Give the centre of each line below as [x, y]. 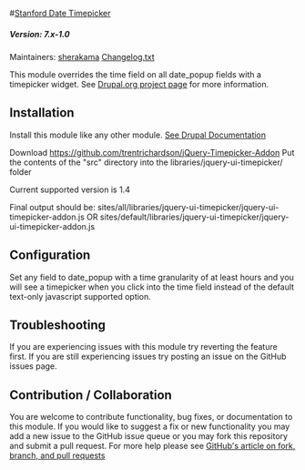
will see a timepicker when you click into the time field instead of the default [152, 287]
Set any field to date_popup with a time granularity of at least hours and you [152, 277]
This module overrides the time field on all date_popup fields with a [136, 74]
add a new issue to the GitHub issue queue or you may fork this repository [149, 436]
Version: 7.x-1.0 [40, 34]
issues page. [33, 366]
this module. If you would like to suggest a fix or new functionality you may [150, 426]
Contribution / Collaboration [91, 395]
